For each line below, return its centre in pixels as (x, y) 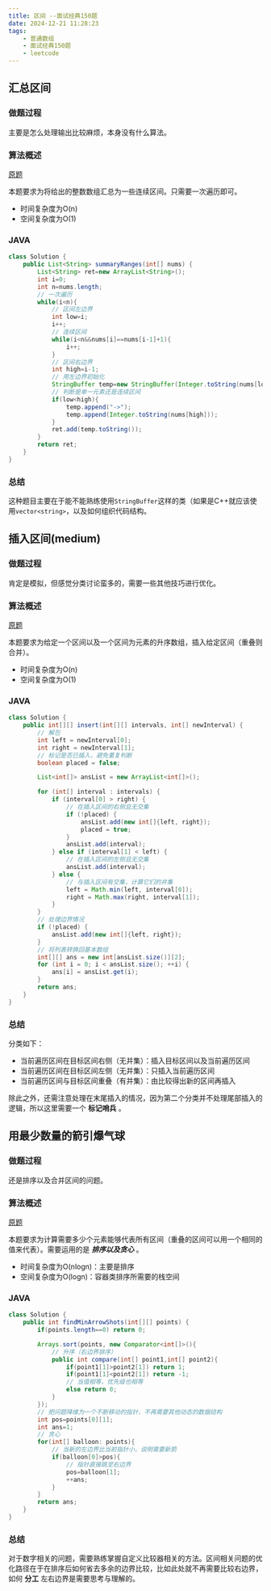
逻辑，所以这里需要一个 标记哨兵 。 (67, 1108)
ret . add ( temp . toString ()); (97, 430)
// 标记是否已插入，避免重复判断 (85, 755)
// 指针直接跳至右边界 (98, 1464)
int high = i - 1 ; (75, 369)
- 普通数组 (39, 38)
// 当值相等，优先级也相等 (104, 1382)
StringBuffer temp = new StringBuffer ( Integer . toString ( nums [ (154, 384)
